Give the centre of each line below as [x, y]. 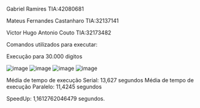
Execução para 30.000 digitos [44, 56]
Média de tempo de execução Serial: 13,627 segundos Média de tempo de [100, 80]
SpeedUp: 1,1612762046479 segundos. [56, 98]
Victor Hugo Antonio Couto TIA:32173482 [59, 33]
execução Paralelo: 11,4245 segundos [54, 87]
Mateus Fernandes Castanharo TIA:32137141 [63, 21]
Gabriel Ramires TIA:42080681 [45, 9]
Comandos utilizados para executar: [52, 44]
